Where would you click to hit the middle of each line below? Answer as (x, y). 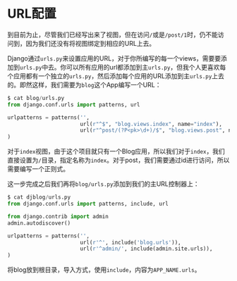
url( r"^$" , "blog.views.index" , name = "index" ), (151, 124)
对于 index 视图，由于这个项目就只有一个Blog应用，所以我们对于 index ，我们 (116, 151)
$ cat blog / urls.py (36, 98)
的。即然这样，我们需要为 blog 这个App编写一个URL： (84, 85)
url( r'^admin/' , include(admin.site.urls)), (146, 249)
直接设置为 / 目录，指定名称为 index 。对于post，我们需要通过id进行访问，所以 (119, 160)
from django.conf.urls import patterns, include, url (88, 204)
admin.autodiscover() (39, 223)
